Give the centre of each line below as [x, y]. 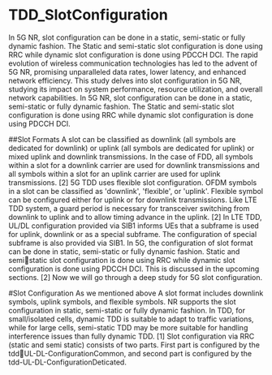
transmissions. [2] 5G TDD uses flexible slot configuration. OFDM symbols [133, 182]
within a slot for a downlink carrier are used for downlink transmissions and [134, 165]
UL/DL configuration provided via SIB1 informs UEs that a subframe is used [134, 226]
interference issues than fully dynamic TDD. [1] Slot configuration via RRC [132, 336]
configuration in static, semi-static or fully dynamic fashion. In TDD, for [127, 310]
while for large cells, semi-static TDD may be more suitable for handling [128, 327]
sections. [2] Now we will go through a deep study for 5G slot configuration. [136, 277]
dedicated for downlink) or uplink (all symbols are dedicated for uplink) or [131, 148]
